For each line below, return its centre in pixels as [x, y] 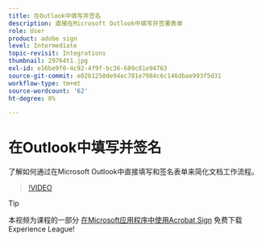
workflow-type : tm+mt [45, 83]
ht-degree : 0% [32, 98]
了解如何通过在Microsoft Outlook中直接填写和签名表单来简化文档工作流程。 [133, 172]
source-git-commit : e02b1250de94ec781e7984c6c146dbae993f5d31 [115, 76]
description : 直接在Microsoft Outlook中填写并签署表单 [96, 23]
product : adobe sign [43, 38]
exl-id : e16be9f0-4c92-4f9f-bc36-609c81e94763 [88, 69]
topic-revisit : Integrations [57, 53]
